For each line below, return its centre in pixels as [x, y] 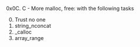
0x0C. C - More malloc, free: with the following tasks [70, 8]
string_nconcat [33, 26]
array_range [29, 38]
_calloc [23, 32]
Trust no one [30, 19]
